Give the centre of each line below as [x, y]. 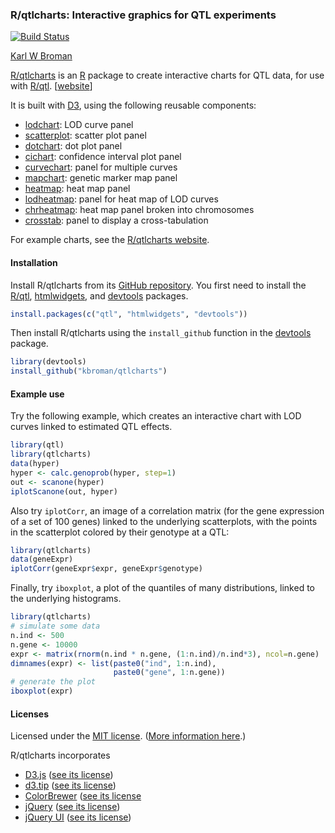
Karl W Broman [41, 56]
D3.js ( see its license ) [69, 775]
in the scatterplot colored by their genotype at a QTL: [120, 532]
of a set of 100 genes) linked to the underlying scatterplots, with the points [164, 521]
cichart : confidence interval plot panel [103, 157]
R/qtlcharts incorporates [60, 755]
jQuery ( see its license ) [72, 807]
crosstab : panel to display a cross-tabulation [116, 220]
